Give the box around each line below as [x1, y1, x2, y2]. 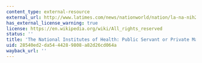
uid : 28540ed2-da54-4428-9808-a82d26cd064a [6, 43, 117, 49]
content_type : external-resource [6, 8, 90, 15]
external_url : [6, 14, 42, 20]
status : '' [6, 31, 34, 37]
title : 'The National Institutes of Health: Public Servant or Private [6, 37, 189, 43]
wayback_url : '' [6, 48, 47, 54]
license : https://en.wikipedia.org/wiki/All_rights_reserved [6, 25, 163, 32]
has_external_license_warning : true [6, 20, 98, 26]
